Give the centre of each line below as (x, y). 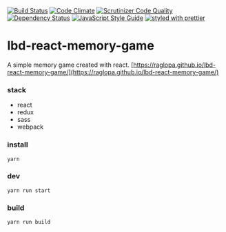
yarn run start (29, 190)
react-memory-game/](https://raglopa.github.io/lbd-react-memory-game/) (113, 72)
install (18, 145)
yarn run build (29, 222)
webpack (30, 127)
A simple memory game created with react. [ (70, 65)
